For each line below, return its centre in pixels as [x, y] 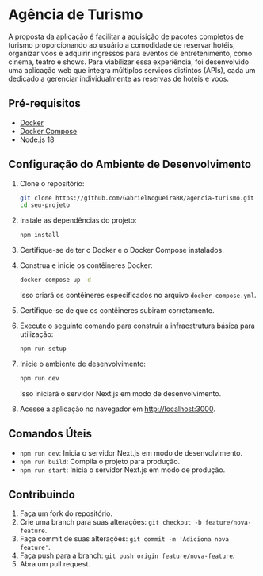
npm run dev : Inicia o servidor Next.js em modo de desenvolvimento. [131, 452]
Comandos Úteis [50, 434]
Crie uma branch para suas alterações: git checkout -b [111, 522]
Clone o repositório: [52, 183]
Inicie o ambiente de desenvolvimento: [83, 364]
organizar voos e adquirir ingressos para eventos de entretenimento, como [130, 53]
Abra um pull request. [55, 564]
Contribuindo [42, 495]
